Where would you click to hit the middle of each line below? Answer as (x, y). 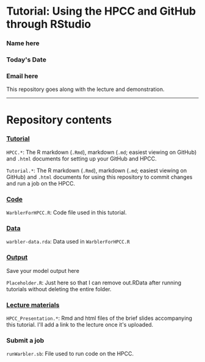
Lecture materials (33, 305)
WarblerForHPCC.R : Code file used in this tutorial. (67, 212)
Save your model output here (43, 270)
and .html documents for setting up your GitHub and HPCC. (81, 158)
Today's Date (27, 60)
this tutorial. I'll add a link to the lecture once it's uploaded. (80, 324)
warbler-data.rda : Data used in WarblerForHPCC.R (68, 242)
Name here (23, 43)
